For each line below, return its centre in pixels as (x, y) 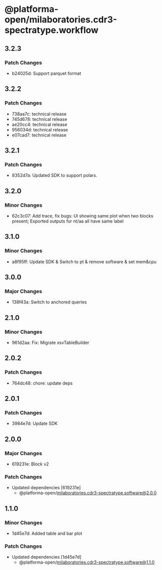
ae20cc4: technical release (40, 124)
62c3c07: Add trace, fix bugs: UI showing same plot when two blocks (82, 216)
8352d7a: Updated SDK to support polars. (54, 175)
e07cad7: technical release (39, 135)
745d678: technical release (40, 119)
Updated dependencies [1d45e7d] (46, 557)
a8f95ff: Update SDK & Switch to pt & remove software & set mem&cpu (84, 262)
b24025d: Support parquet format (46, 73)
